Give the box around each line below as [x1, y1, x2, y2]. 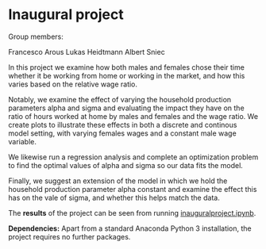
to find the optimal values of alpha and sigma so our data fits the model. [8, 160, 244, 170]
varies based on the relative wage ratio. [8, 79, 137, 89]
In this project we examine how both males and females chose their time [8, 62, 245, 72]
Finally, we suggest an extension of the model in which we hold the [8, 176, 228, 186]
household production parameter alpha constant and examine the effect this [8, 184, 257, 193]
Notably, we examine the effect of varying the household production [8, 94, 232, 104]
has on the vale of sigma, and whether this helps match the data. [8, 193, 220, 202]
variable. [8, 136, 37, 146]
